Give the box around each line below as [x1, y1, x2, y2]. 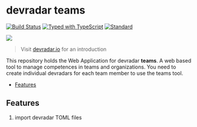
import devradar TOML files [14, 113, 82, 121]
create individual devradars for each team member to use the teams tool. [6, 69, 183, 77]
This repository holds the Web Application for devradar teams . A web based [6, 57, 192, 64]
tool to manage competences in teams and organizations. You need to [6, 63, 176, 70]
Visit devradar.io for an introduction [20, 45, 107, 53]
